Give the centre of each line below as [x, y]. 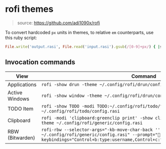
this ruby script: [21, 38]
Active [15, 93]
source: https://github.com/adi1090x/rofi [59, 23]
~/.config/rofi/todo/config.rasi [81, 111]
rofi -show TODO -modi [68, 106]
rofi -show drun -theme [69, 84]
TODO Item [21, 108]
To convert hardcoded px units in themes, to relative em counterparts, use [80, 32]
